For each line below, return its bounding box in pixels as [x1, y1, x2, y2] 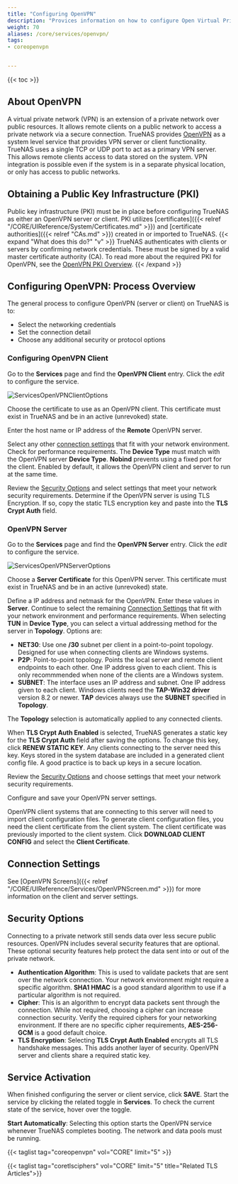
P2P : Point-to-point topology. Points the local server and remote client [17, 656, 223, 664]
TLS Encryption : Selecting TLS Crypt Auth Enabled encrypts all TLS [17, 1036, 218, 1044]
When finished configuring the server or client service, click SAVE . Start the [7, 1090, 229, 1099]
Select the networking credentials [17, 320, 116, 329]
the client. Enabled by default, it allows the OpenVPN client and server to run [7, 462, 231, 471]
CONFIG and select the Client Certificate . [7, 837, 130, 846]
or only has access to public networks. [7, 168, 120, 176]
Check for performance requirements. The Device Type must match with [7, 447, 220, 455]
